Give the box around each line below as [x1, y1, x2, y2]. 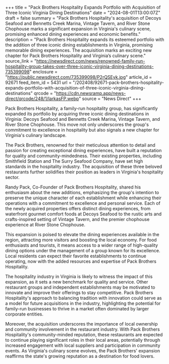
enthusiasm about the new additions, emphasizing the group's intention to [5, 190, 159, 195]
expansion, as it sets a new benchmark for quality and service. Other [5, 279, 148, 285]
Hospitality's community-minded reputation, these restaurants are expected [5, 332, 163, 338]
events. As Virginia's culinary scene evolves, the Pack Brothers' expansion [5, 348, 160, 353]
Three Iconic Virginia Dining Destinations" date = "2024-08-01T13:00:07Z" [5, 10, 160, 16]
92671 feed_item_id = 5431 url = [5, 79, 72, 85]
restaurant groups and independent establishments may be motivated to [5, 284, 155, 290]
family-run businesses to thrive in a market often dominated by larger [5, 306, 149, 311]
